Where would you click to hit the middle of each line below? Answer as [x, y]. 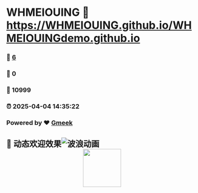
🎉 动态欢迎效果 [34, 144]
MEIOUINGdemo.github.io [73, 38]
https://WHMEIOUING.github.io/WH [99, 25]
